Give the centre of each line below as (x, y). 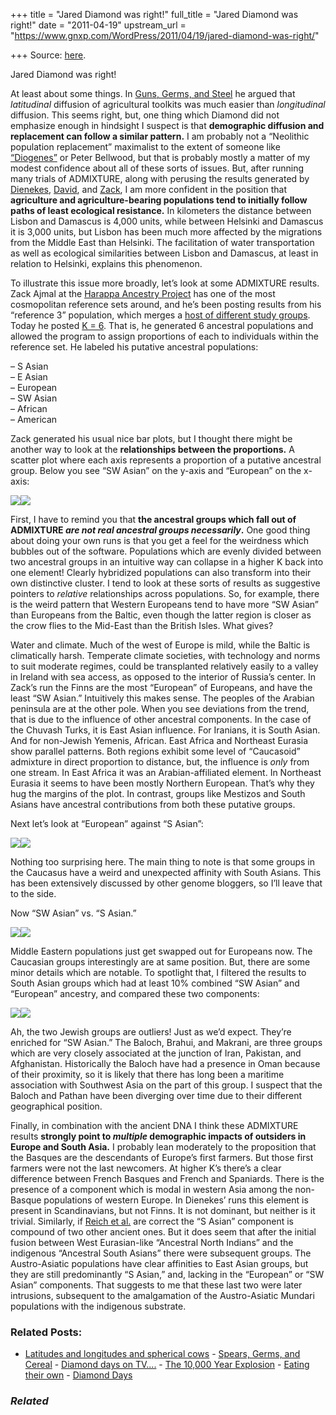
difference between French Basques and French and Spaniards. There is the (167, 1178)
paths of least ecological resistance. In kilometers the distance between (161, 210)
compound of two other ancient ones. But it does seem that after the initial (163, 1232)
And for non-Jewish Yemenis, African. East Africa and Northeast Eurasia (159, 740)
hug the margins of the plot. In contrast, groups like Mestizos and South (158, 793)
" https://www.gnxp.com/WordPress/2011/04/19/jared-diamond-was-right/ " (165, 35)
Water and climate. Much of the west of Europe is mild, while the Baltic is (160, 645)
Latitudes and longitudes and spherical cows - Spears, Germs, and (162, 1354)
